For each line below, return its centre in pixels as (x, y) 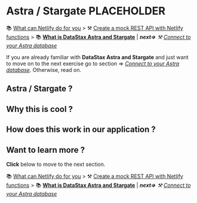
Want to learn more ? (46, 150)
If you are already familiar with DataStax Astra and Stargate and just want (98, 57)
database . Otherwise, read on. (44, 69)
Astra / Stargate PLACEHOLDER (86, 11)
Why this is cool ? (40, 109)
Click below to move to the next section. (56, 164)
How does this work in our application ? (81, 130)
